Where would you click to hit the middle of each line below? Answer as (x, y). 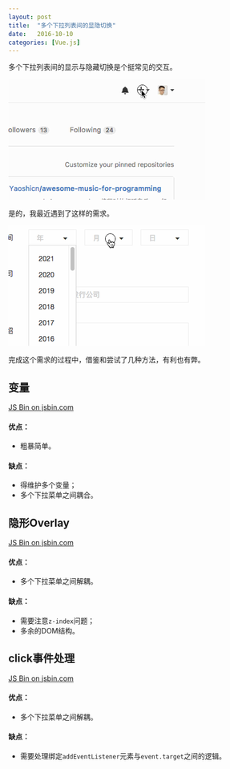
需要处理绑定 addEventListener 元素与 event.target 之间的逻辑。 (123, 756)
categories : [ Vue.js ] (44, 42)
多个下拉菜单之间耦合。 (59, 495)
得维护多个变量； (48, 485)
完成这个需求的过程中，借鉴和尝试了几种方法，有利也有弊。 (107, 360)
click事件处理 (42, 659)
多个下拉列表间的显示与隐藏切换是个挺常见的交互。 (93, 67)
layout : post (30, 17)
